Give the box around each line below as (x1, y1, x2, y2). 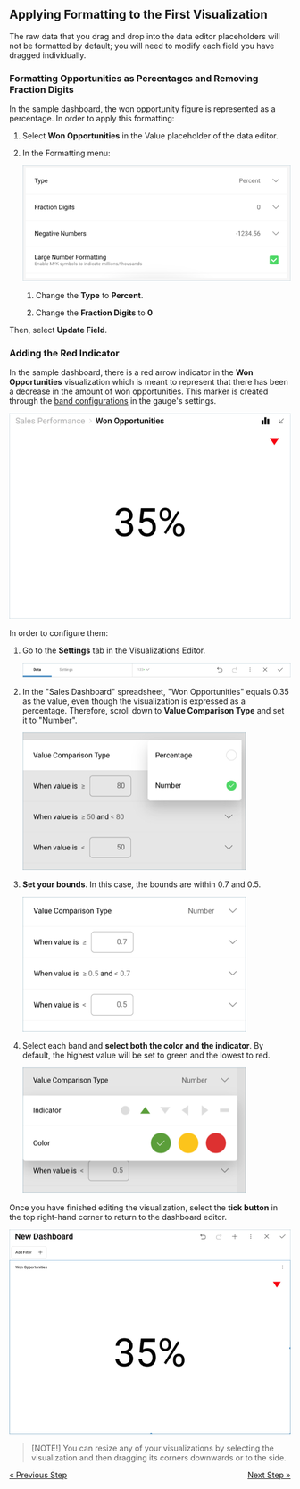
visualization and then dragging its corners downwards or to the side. (30, 1452, 287, 1463)
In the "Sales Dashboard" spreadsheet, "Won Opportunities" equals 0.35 (21, 687, 290, 698)
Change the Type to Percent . (35, 290, 144, 301)
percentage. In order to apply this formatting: (9, 113, 175, 124)
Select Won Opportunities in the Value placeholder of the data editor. (21, 130, 279, 141)
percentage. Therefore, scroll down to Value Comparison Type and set (21, 706, 285, 716)
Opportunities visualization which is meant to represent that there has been (9, 377, 288, 388)
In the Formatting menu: (21, 147, 111, 159)
